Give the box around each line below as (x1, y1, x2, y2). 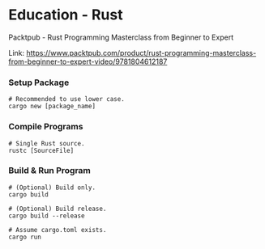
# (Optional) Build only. (8, 184, 96, 192)
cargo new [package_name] (8, 103, 96, 111)
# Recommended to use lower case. (8, 95, 126, 103)
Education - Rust (8, 6, 123, 24)
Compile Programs (8, 121, 83, 133)
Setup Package (8, 77, 70, 88)
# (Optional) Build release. (8, 205, 107, 213)
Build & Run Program (8, 165, 92, 176)
